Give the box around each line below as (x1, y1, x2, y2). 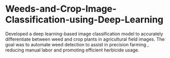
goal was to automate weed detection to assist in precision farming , (5, 41, 149, 47)
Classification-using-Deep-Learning (5, 14, 164, 25)
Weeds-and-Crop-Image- (5, 3, 117, 15)
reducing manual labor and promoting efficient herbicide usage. (5, 47, 139, 53)
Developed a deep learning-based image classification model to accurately (5, 31, 163, 37)
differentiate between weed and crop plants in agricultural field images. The (5, 36, 165, 42)
